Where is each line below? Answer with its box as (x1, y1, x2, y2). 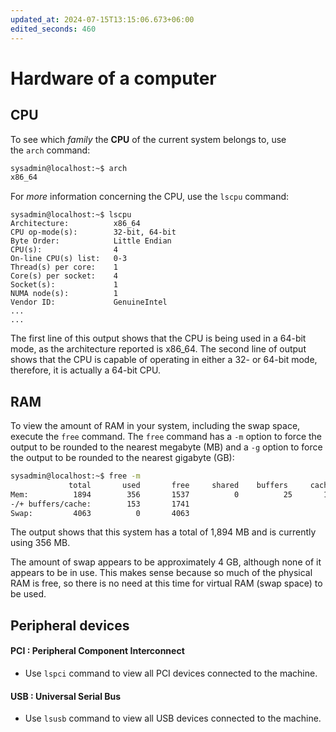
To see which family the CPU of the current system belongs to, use (10, 133, 287, 145)
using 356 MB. (10, 537, 71, 549)
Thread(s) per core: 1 (10, 262, 118, 273)
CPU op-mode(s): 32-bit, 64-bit (10, 227, 177, 238)
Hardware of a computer (10, 67, 217, 90)
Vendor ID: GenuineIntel (10, 297, 168, 308)
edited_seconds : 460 (10, 24, 97, 34)
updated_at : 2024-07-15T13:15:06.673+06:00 (10, 14, 195, 25)
